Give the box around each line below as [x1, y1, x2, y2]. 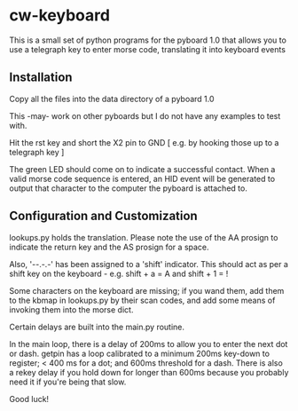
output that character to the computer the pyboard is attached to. [9, 183, 248, 194]
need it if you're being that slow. [9, 376, 127, 387]
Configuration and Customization [9, 209, 198, 224]
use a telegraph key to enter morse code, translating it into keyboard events [9, 43, 286, 54]
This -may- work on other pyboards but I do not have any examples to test [9, 110, 281, 121]
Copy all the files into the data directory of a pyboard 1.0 [9, 93, 215, 104]
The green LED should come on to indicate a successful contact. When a [9, 163, 276, 174]
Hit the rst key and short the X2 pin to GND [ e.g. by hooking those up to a [9, 137, 279, 147]
